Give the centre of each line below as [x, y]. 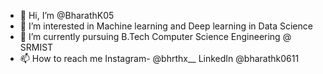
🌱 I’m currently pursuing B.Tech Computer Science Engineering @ [155, 36]
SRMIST [36, 47]
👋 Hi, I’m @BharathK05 [67, 15]
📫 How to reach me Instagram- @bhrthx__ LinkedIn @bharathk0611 [159, 58]
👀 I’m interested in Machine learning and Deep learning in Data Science [166, 26]
